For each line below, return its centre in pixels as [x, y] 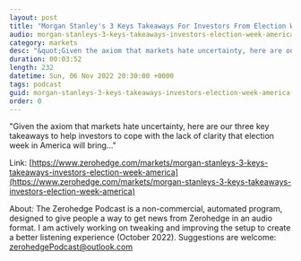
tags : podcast [36, 84]
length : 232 [31, 68]
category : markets [43, 43]
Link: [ [21, 163]
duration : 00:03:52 [46, 59]
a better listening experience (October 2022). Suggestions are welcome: [143, 238]
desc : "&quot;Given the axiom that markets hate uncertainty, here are [146, 51]
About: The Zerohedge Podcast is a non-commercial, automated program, [146, 209]
